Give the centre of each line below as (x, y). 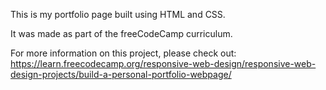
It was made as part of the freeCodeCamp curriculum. (121, 33)
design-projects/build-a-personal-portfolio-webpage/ (121, 74)
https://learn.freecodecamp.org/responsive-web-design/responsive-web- (163, 63)
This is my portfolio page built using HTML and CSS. (118, 14)
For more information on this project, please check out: (123, 53)
